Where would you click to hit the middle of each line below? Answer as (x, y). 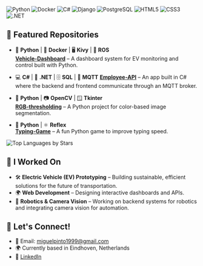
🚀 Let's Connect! (38, 227)
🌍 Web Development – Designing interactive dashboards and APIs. (100, 192)
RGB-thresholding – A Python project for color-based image (91, 107)
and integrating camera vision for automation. (72, 208)
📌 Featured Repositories (52, 35)
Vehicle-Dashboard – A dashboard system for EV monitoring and (97, 58)
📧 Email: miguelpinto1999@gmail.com (62, 241)
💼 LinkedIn (28, 257)
